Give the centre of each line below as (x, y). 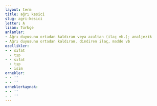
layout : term (18, 10)
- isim (16, 69)
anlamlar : (15, 32)
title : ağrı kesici (25, 14)
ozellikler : (17, 46)
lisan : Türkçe (20, 28)
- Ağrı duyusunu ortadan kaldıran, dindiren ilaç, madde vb (68, 42)
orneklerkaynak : (22, 87)
